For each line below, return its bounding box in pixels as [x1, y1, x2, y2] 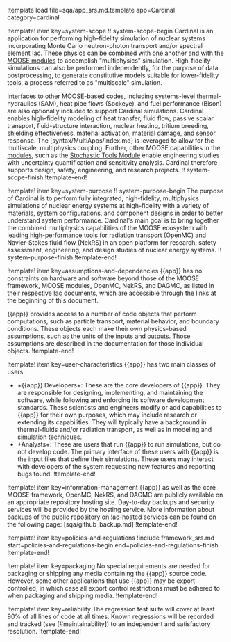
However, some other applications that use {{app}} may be [7, 577, 176, 585]
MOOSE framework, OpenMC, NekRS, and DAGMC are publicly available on [7, 490, 223, 499]
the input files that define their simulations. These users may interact [17, 455, 214, 463]
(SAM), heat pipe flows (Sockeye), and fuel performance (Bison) [37, 99, 222, 107]
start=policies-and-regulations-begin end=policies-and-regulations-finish [7, 541, 219, 549]
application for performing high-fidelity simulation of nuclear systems [7, 34, 206, 42]
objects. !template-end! [7, 347, 74, 355]
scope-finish [7, 173, 44, 182]
